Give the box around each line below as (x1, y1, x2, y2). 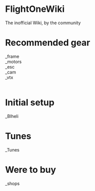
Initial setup (5, 97, 54, 108)
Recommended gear (5, 37, 91, 48)
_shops (5, 180, 20, 186)
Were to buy (5, 164, 56, 175)
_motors (5, 58, 22, 65)
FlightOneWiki (5, 3, 65, 15)
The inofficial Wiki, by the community (5, 20, 81, 26)
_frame (5, 53, 20, 59)
